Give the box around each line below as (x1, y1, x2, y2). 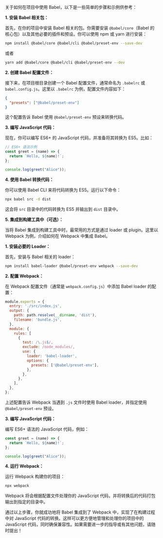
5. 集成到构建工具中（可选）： (5, 216, 63, 222)
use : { (22, 349, 36, 354)
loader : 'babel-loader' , (26, 353, 77, 358)
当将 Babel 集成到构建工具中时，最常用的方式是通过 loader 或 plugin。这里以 (5, 227, 159, 233)
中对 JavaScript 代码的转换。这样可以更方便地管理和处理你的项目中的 (5, 516, 145, 521)
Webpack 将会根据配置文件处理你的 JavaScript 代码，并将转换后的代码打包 (5, 493, 156, 499)
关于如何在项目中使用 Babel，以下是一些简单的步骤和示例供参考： (5, 4, 137, 10)
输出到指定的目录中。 (5, 499, 48, 505)
